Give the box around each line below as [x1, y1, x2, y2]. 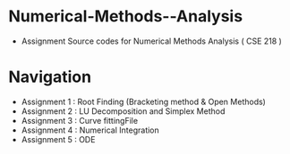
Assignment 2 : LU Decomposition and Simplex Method [21, 105, 226, 117]
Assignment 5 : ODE [21, 134, 96, 144]
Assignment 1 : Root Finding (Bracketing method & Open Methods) [21, 96, 266, 107]
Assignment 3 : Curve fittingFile [21, 115, 139, 126]
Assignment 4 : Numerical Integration [21, 125, 160, 135]
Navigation [8, 67, 91, 87]
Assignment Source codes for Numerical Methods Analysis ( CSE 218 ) [21, 36, 283, 46]
